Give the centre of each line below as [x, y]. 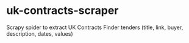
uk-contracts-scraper [62, 11]
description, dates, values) [40, 33]
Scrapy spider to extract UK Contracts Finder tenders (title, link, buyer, [95, 27]
